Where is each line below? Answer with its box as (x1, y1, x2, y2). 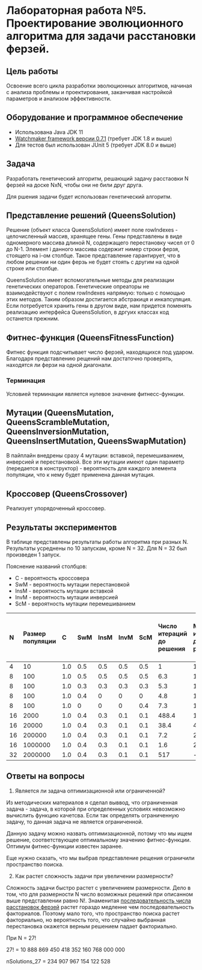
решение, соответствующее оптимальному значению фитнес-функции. (6, 836, 191, 843)
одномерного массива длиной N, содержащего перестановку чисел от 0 (6, 239, 195, 246)
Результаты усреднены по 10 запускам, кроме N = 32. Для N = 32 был (6, 544, 188, 552)
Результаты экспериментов (6, 522, 117, 532)
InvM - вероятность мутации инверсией (14, 593, 118, 601)
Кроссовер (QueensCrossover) (6, 488, 128, 499)
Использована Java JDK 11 (14, 128, 84, 136)
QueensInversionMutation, (6, 426, 109, 436)
